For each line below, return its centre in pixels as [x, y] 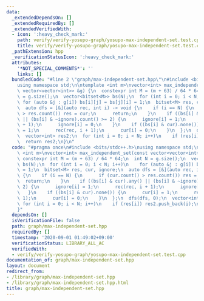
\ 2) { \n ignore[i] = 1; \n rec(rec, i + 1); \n [91, 187]
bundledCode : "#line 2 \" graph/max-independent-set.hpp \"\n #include [100, 79]
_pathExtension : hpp [38, 52]
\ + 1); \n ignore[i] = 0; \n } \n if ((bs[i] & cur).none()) [108, 125]
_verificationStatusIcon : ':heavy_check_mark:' [73, 57]
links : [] [30, 74]
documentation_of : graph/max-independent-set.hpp [70, 260]
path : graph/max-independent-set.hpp [59, 226]
